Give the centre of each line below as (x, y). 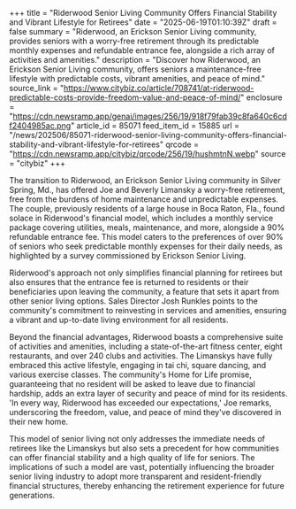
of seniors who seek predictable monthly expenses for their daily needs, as (146, 246)
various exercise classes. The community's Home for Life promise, (130, 374)
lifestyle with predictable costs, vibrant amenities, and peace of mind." (137, 78)
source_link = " (37, 88)
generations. (32, 495)
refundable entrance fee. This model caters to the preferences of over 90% (147, 237)
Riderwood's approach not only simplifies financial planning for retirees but (146, 273)
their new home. (39, 421)
